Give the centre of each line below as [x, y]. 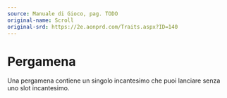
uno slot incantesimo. [38, 88]
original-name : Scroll [41, 20]
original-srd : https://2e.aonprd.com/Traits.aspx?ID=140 [93, 27]
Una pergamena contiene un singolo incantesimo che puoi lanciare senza [114, 80]
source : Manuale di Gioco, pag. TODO [63, 14]
